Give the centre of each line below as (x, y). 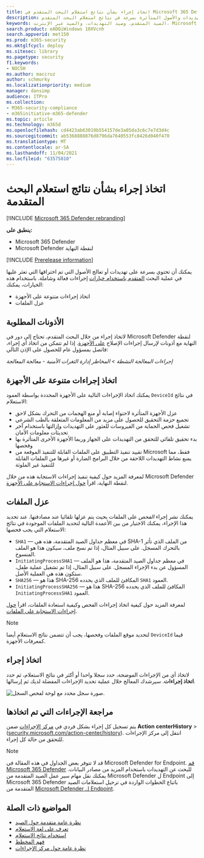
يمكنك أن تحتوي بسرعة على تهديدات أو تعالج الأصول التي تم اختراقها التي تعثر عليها (99, 272)
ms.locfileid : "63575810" (39, 158)
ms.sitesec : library (32, 52)
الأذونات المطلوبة (35, 322)
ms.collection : (25, 102)
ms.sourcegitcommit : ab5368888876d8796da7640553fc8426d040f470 (88, 136)
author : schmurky (28, 79)
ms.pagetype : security (35, 57)
